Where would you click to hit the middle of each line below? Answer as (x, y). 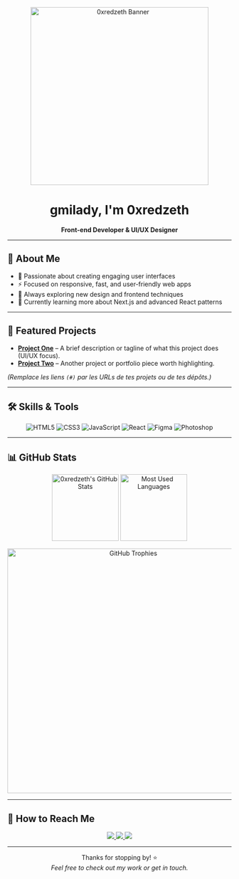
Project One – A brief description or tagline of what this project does (118, 348)
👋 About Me (34, 259)
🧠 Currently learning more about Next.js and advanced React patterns (120, 302)
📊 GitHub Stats (42, 457)
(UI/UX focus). (39, 355)
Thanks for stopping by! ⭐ (119, 857)
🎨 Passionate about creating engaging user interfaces (96, 276)
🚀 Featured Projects (52, 331)
